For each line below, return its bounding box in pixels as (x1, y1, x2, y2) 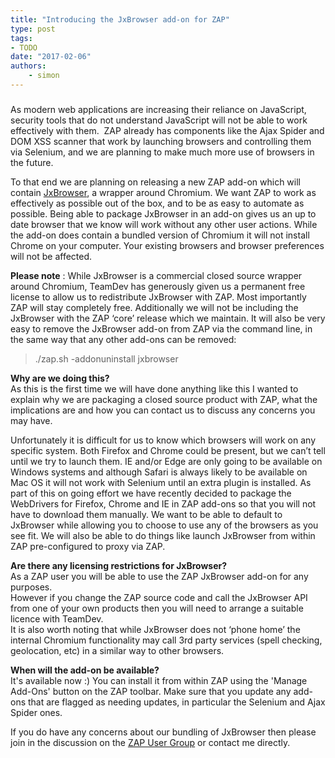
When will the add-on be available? (10, 664, 160, 676)
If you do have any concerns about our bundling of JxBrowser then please (10, 726, 317, 738)
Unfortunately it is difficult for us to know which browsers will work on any (10, 434, 317, 446)
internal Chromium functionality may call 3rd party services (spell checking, (10, 634, 323, 646)
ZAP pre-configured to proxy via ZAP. (10, 540, 166, 552)
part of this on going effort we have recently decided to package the (10, 487, 292, 499)
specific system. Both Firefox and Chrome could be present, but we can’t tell (10, 444, 326, 456)
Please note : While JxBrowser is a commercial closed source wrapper (10, 269, 303, 281)
